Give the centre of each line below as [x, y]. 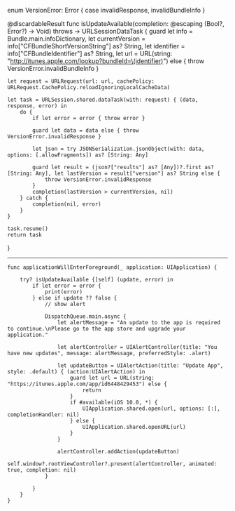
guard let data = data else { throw [86, 131]
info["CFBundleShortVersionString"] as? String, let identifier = [96, 46]
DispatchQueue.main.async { [86, 317]
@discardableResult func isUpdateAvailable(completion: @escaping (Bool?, [116, 24]
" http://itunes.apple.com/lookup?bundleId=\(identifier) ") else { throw [106, 61]
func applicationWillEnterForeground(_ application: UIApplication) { [112, 267]
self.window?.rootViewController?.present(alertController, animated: [112, 464]
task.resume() [28, 229]
